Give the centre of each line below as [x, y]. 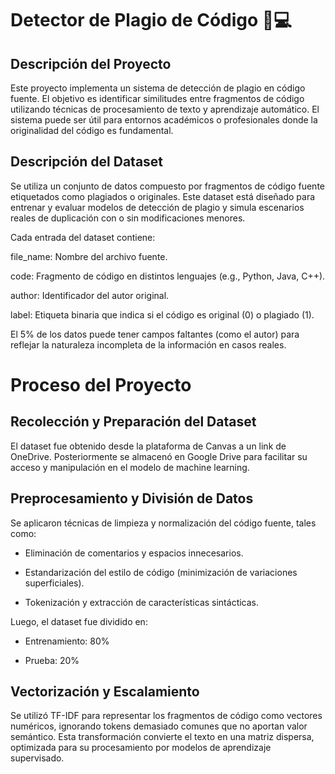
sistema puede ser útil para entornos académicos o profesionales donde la [164, 120]
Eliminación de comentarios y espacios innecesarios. [134, 553]
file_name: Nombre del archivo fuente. [89, 256]
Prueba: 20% [52, 660]
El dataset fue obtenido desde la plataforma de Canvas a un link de [148, 446]
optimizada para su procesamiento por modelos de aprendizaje [141, 748]
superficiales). [54, 583]
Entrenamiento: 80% [67, 641]
